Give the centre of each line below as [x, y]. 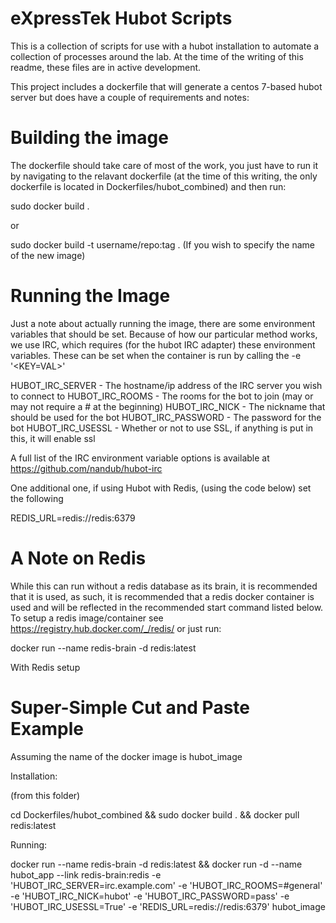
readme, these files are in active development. [106, 67]
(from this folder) [45, 795]
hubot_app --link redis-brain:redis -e [86, 874]
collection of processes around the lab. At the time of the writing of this [157, 56]
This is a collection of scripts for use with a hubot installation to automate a [165, 46]
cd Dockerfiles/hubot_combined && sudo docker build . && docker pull [155, 814]
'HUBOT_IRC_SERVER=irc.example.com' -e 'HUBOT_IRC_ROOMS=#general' [166, 885]
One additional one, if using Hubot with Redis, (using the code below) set [161, 488]
